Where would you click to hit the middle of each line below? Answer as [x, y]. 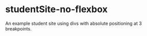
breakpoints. [18, 28]
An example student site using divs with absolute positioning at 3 [73, 23]
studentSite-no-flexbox [57, 9]
